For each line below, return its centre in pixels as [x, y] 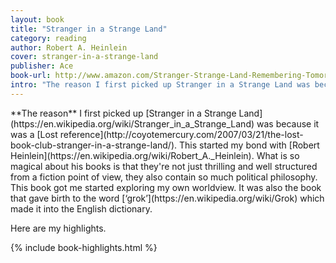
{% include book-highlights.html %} [84, 247]
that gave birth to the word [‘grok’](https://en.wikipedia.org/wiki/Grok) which [167, 198]
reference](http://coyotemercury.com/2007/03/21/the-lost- [181, 134]
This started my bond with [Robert [249, 145]
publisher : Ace [42, 66]
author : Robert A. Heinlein [69, 47]
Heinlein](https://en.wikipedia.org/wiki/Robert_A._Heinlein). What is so [155, 155]
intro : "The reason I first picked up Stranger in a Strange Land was [160, 85]
